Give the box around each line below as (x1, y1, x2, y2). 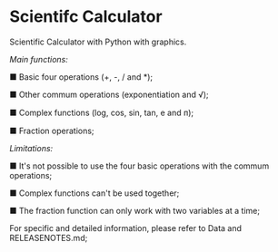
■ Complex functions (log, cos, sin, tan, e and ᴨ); (9, 107, 194, 118)
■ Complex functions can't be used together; (9, 188, 180, 199)
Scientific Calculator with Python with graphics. (9, 36, 187, 47)
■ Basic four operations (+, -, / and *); (9, 71, 154, 82)
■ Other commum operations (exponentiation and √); (9, 89, 209, 100)
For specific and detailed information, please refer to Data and (9, 222, 243, 233)
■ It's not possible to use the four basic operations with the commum (9, 160, 270, 171)
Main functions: (9, 53, 68, 64)
